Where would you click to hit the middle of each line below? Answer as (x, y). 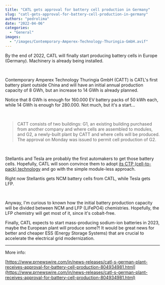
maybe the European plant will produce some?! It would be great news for (80, 228)
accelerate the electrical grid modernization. (50, 238)
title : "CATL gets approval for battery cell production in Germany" (78, 10)
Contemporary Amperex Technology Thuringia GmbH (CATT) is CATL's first (82, 79)
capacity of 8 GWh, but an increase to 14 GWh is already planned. (72, 90)
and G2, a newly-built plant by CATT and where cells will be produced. (88, 134)
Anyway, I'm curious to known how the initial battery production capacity (79, 203)
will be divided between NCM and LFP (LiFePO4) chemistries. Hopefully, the (82, 208)
